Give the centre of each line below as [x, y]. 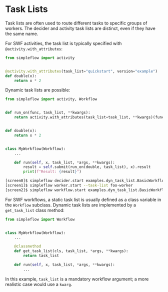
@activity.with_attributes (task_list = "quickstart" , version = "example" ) [81, 71]
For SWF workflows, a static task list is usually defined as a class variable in [83, 199]
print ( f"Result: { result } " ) [52, 172]
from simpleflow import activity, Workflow [51, 99]
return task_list [41, 256]
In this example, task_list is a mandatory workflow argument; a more [77, 279]
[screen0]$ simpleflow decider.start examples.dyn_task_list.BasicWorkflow [86, 181]
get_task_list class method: [35, 210]
